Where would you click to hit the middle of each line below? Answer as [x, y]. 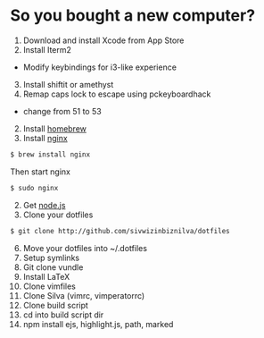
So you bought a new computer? [133, 16]
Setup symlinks [51, 258]
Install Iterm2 [47, 49]
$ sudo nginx [34, 188]
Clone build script [55, 305]
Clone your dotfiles [58, 215]
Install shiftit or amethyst [68, 84]
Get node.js [44, 205]
